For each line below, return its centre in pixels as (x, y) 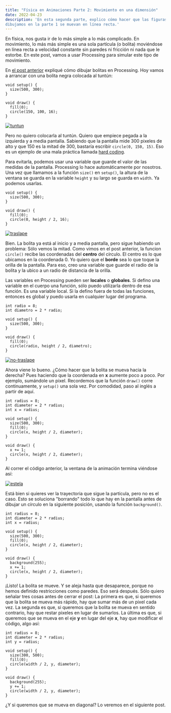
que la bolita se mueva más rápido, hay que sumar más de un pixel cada (81, 602)
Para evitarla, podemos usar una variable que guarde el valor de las (76, 162)
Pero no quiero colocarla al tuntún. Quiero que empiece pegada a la (76, 136)
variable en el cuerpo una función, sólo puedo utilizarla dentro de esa (78, 286)
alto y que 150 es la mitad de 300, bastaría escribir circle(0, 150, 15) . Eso (84, 146)
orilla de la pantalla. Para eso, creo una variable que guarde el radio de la (82, 265)
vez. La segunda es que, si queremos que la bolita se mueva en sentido (80, 607)
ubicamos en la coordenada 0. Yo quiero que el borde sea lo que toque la (82, 260)
